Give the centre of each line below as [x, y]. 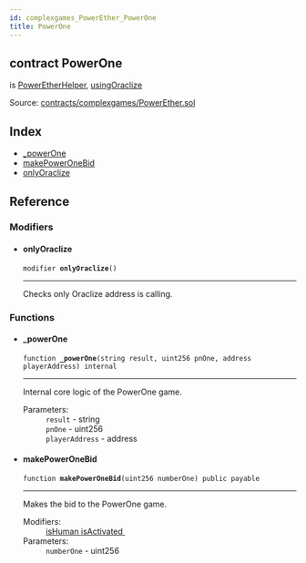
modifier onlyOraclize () [70, 268]
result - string [72, 419]
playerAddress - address [92, 438]
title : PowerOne [40, 26]
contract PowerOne [66, 63]
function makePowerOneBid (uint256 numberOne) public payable [141, 478]
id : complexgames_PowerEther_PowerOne [83, 18]
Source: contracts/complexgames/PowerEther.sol [102, 103]
